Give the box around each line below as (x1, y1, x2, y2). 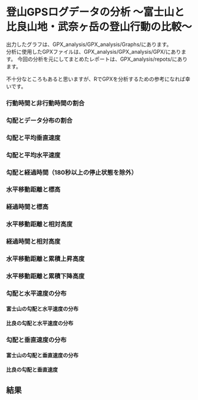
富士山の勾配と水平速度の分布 (6, 305, 78, 312)
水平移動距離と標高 (6, 185, 61, 194)
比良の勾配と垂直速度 (6, 366, 58, 373)
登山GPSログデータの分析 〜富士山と (6, 5, 185, 19)
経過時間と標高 (6, 203, 49, 211)
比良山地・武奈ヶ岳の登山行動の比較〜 (6, 20, 193, 34)
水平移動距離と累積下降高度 (6, 272, 85, 280)
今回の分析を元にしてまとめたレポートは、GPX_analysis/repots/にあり (17, 55, 188, 63)
